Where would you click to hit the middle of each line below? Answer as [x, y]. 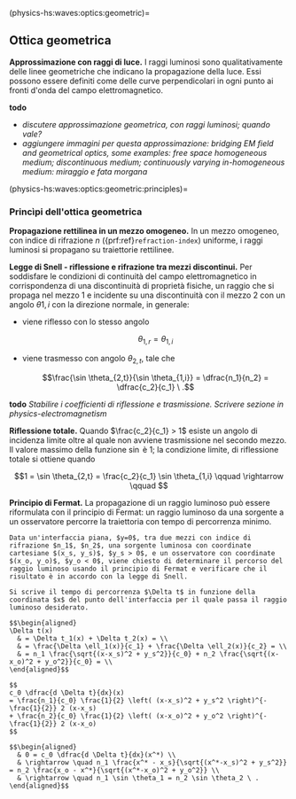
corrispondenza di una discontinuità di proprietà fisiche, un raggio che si [142, 286]
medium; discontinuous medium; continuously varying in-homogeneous [153, 162]
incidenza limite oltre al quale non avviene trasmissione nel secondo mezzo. [148, 440]
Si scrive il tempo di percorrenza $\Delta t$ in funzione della [132, 592]
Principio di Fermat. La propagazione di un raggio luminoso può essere [140, 502]
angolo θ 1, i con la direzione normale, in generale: [99, 305]
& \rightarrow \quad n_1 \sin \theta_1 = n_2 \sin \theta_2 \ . [138, 778]
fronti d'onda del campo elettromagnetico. [86, 90]
